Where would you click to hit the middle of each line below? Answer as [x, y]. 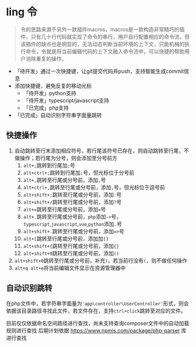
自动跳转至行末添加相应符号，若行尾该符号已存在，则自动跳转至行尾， [99, 151]
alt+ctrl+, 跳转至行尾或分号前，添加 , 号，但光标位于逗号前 [94, 187]
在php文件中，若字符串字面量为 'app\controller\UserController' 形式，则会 [97, 303]
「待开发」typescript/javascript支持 [66, 100]
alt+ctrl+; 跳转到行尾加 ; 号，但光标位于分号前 [79, 172]
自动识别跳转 [29, 288]
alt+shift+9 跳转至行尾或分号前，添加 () [71, 253]
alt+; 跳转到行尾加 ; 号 [49, 165]
